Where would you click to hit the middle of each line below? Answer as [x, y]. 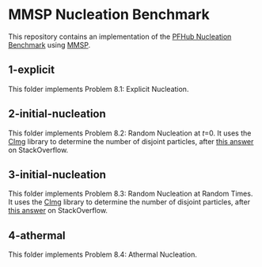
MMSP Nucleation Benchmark [109, 15]
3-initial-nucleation [57, 175]
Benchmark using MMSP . [49, 44]
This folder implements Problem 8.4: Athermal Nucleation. [103, 254]
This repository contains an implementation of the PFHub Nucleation [120, 36]
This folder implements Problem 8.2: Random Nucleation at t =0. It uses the [130, 133]
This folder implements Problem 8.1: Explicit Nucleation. [99, 89]
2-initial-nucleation [57, 114]
